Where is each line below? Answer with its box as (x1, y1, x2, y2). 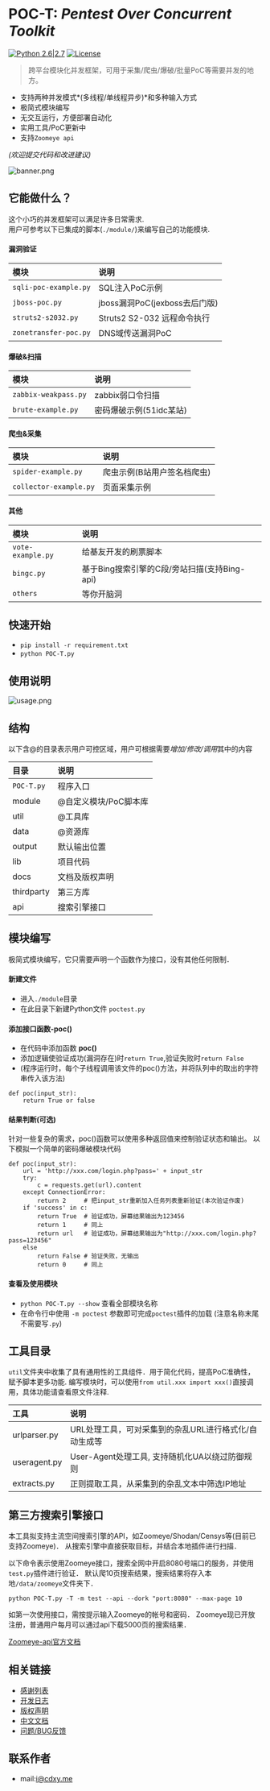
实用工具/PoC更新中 (19, 122, 87, 132)
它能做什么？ (8, 191, 72, 205)
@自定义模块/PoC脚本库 (57, 796, 149, 806)
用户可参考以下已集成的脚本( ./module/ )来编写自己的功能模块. (8, 224, 211, 234)
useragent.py (12, 1457, 63, 1468)
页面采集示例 (102, 482, 151, 493)
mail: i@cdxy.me (19, 1773, 73, 1783)
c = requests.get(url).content (37, 1181, 142, 1189)
